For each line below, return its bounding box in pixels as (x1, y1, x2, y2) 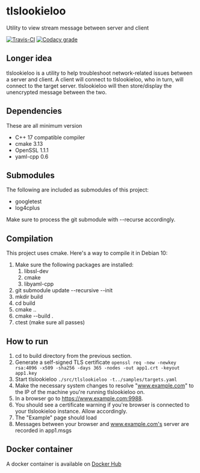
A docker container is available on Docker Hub (6, 460, 122, 468)
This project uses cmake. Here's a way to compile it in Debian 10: (6, 249, 167, 257)
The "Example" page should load (14, 414, 98, 421)
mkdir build (14, 293, 43, 301)
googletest (14, 198, 42, 205)
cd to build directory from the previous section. (14, 352, 133, 359)
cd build (14, 299, 36, 307)
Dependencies (6, 106, 62, 116)
